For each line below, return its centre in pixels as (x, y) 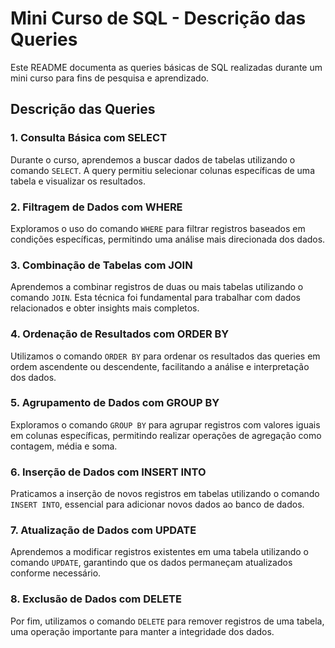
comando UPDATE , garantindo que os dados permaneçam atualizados (151, 563)
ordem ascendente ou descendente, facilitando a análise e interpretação (160, 366)
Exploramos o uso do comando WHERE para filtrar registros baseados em (158, 228)
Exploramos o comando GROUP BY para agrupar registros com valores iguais (165, 424)
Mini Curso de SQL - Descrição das (158, 18)
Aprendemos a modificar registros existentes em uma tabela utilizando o (159, 552)
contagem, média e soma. (64, 446)
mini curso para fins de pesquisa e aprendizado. (110, 78)
